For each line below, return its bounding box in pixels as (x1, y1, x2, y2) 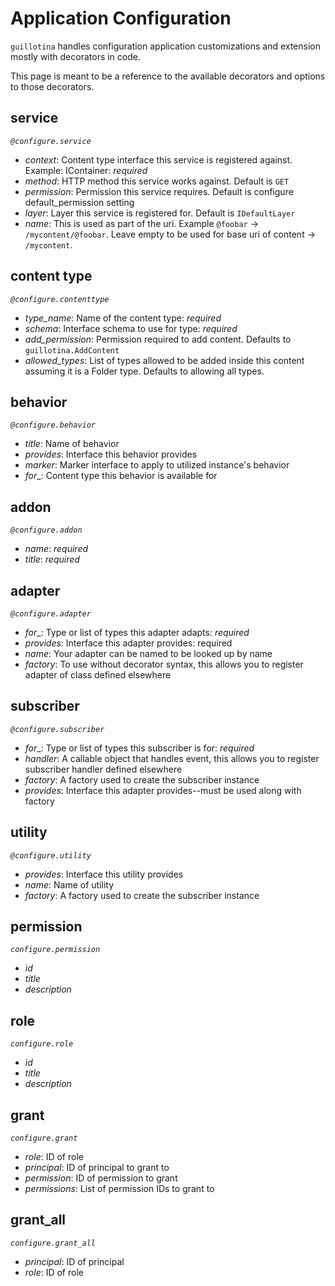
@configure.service (10, 136, 92, 146)
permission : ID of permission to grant (24, 1172, 178, 1184)
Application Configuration (10, 7, 232, 30)
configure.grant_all (10, 1238, 97, 1248)
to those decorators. (10, 80, 95, 92)
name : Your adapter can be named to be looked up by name (24, 648, 273, 659)
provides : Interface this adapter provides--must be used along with (24, 784, 302, 796)
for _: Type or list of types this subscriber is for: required (24, 742, 255, 754)
